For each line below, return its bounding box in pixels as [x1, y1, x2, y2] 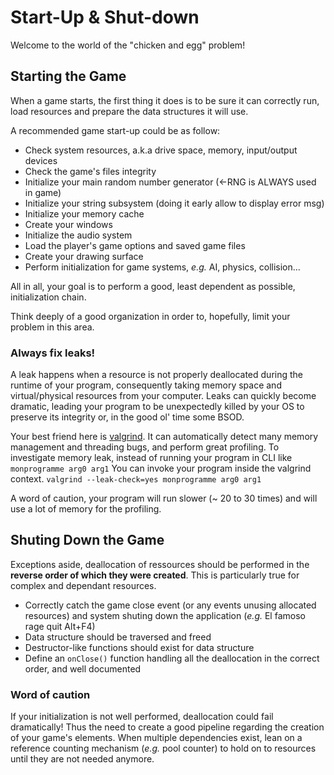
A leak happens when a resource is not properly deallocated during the [10, 369, 303, 381]
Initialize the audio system [24, 229, 133, 241]
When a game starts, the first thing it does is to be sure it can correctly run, [10, 94, 320, 106]
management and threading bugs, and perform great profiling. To [10, 441, 280, 453]
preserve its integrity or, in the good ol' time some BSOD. [10, 411, 245, 423]
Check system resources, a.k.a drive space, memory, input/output [24, 144, 298, 156]
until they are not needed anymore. [10, 753, 155, 765]
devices [24, 154, 58, 166]
